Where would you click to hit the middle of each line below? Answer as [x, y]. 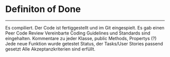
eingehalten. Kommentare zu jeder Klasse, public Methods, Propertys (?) [81, 38]
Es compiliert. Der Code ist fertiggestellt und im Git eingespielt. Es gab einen [85, 27]
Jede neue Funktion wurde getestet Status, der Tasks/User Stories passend [84, 43]
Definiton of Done [43, 9]
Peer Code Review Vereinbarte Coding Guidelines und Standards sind [78, 33]
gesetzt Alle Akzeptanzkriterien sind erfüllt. [50, 49]
